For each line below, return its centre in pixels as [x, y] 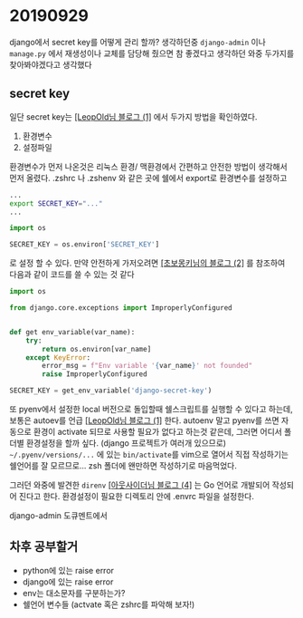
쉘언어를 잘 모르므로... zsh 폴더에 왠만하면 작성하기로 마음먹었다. [123, 466]
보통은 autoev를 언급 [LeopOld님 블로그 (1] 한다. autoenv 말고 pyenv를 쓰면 [144, 420]
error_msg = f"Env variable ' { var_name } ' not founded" [147, 366]
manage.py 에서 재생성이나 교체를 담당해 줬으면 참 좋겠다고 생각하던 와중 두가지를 [152, 53]
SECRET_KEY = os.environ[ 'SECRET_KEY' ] [85, 245]
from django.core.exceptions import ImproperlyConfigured [121, 308]
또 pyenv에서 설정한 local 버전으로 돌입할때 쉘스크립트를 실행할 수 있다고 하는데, [151, 409]
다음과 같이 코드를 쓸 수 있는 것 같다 [72, 275]
